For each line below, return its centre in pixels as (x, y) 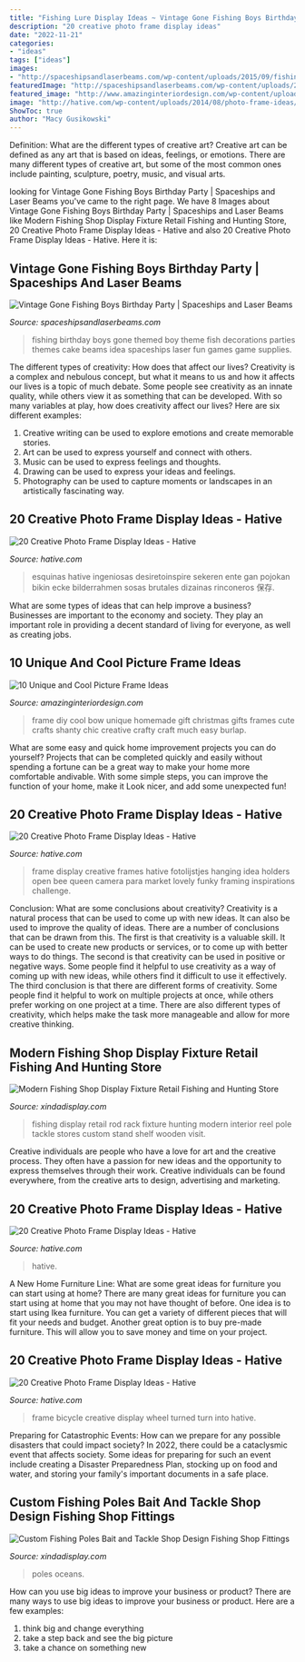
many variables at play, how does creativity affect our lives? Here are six (145, 405)
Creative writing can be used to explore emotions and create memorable (158, 433)
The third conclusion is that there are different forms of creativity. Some (143, 986)
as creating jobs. (40, 634)
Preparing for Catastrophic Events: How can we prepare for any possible (145, 1435)
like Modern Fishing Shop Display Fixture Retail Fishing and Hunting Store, (148, 221)
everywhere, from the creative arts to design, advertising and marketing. (145, 1180)
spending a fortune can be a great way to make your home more (130, 766)
